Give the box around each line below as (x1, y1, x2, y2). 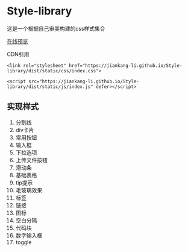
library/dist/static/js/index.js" (7, 83, 94, 90)
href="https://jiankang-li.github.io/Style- (69, 62, 183, 69)
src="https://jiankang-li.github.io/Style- (28, 78, 139, 84)
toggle (15, 238, 32, 245)
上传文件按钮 (15, 156, 48, 163)
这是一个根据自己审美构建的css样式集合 (7, 25, 105, 32)
